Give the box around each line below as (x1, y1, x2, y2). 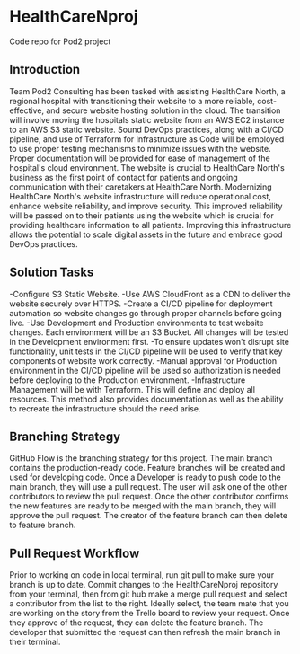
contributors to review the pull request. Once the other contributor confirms (9, 491, 289, 502)
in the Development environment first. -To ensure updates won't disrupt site (9, 336, 290, 347)
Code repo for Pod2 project (9, 36, 111, 47)
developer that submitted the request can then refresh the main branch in (9, 627, 281, 638)
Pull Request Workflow (9, 545, 140, 561)
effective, (9, 105, 45, 116)
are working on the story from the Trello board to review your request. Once (9, 608, 290, 619)
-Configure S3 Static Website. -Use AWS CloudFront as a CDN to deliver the (9, 288, 291, 299)
